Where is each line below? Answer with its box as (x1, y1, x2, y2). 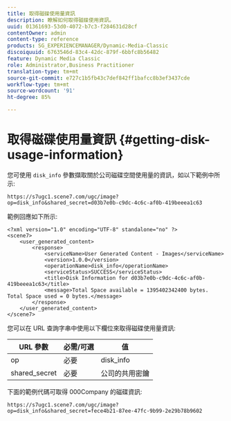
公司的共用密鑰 (100, 368, 150, 378)
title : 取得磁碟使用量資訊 (7, 10, 76, 17)
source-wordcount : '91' (7, 87, 76, 94)
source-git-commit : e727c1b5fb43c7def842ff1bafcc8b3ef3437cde (7, 74, 190, 82)
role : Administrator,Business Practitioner (7, 62, 135, 69)
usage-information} (7, 147, 124, 163)
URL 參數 (19, 342, 48, 352)
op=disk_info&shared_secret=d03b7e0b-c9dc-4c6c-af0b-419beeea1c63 (7, 199, 203, 206)
